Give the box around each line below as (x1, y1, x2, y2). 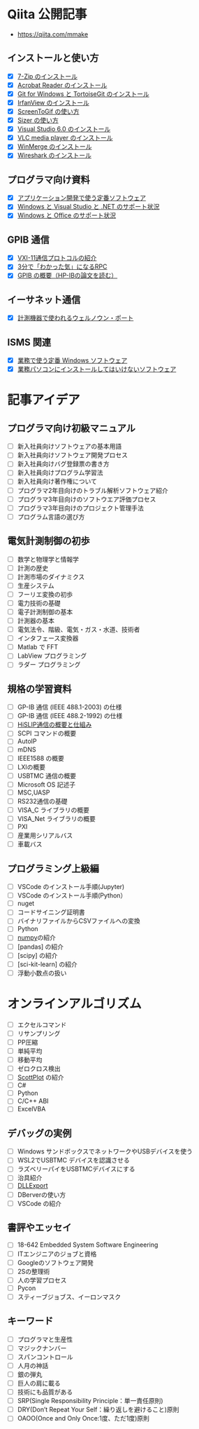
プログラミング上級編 (7, 862, 99, 874)
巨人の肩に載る (17, 1379, 61, 1387)
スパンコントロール (17, 1353, 73, 1361)
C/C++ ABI (17, 1097, 49, 1105)
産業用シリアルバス (17, 832, 73, 840)
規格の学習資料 (7, 683, 72, 695)
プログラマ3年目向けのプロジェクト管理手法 (17, 503, 145, 512)
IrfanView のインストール (17, 98, 89, 107)
